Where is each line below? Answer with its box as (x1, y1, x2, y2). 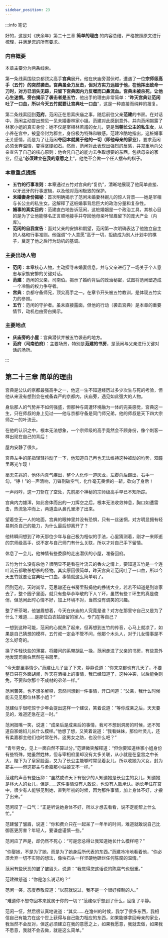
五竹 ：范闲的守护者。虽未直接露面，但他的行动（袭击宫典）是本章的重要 (12, 302, 161, 308)
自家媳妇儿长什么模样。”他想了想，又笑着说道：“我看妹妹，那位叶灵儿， (9, 728, 156, 734)
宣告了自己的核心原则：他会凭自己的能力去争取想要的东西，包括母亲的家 (9, 149, 158, 155)
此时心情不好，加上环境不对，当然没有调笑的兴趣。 (26, 596, 132, 603)
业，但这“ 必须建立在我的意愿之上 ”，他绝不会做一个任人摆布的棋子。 (5, 155, 145, 161)
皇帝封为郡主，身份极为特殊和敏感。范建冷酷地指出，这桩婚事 (35, 130, 163, 136)
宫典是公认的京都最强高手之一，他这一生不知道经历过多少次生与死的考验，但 (5, 387, 163, 393)
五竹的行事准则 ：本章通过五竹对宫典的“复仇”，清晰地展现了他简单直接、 (12, 181, 161, 187)
